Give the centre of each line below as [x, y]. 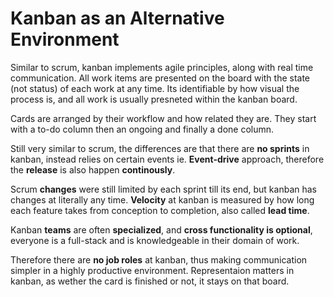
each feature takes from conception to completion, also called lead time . [160, 210]
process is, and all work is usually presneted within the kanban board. [154, 99]
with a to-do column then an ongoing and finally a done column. [142, 129]
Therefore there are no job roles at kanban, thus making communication [159, 259]
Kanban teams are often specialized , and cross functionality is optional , [161, 229]
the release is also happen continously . [93, 169]
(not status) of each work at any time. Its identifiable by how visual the [155, 88]
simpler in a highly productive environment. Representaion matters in [152, 270]
